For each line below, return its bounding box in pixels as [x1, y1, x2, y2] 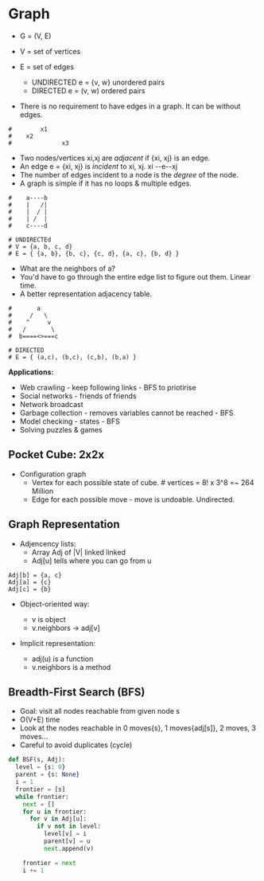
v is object [31, 614, 66, 624]
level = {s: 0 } [15, 763, 66, 771]
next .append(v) [43, 844, 94, 852]
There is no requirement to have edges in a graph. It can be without [19, 101, 241, 111]
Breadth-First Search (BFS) [8, 685, 146, 699]
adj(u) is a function [31, 654, 94, 664]
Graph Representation [8, 518, 120, 531]
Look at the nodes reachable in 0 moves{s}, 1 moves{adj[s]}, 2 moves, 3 [19, 723, 256, 733]
